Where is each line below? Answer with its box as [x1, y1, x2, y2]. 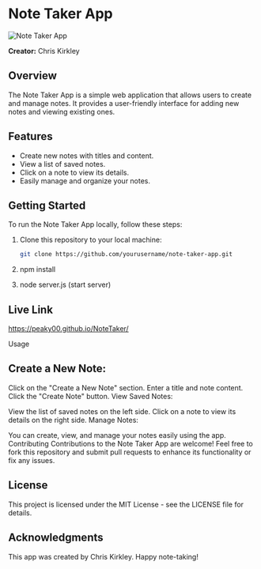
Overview [8, 69, 58, 83]
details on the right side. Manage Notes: [8, 415, 138, 424]
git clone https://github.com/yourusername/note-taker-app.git [19, 251, 233, 258]
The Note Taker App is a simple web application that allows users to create [8, 90, 252, 100]
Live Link [8, 303, 54, 316]
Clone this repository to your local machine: [19, 235, 162, 245]
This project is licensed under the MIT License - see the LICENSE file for [8, 499, 244, 509]
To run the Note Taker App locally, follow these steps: [8, 220, 183, 229]
